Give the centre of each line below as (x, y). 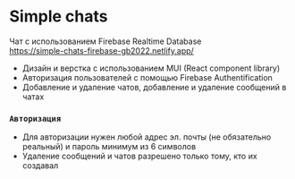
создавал (40, 166)
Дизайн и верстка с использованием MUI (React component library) (151, 68)
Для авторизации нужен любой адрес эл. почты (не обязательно (147, 137)
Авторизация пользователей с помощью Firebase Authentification (147, 77)
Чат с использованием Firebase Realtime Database (105, 41)
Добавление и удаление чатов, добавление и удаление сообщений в (154, 87)
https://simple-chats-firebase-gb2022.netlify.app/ (101, 50)
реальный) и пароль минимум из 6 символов (109, 147)
